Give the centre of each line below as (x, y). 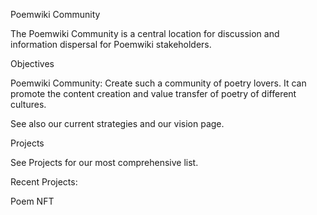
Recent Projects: (44, 182)
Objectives (32, 63)
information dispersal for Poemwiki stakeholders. (111, 44)
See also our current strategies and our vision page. (117, 123)
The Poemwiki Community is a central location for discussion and (145, 33)
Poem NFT (32, 201)
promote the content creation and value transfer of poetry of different (153, 93)
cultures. (28, 104)
